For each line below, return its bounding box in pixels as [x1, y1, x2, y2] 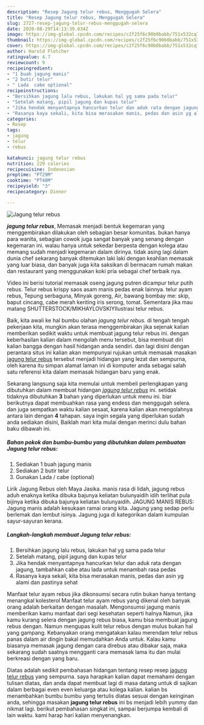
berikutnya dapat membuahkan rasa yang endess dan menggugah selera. [7, 399, 191, 406]
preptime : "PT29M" [7, 172, 53, 178]
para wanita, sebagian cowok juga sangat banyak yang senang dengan [7, 235, 184, 242]
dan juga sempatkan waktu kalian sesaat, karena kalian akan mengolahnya [7, 405, 193, 412]
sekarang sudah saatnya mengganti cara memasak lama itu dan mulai [7, 648, 181, 655]
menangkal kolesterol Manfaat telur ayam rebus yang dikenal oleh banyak [7, 597, 191, 604]
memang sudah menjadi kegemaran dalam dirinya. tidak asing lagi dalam [7, 248, 188, 255]
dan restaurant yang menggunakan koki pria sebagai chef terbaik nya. [7, 267, 182, 274]
